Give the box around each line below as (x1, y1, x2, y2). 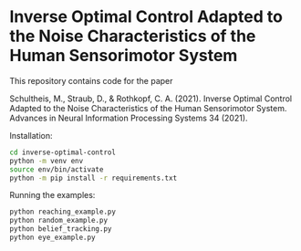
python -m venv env (9, 156, 84, 165)
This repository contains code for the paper (9, 75, 173, 86)
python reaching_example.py (9, 207, 117, 216)
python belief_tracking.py (9, 225, 112, 234)
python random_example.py (9, 216, 108, 225)
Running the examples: (9, 190, 96, 201)
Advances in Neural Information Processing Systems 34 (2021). (9, 112, 248, 123)
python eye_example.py (9, 233, 96, 243)
